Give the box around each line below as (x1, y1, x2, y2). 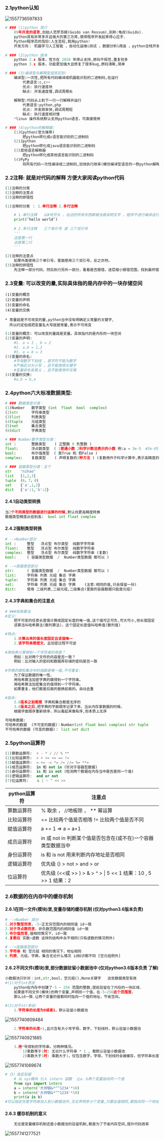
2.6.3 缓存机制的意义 (5, 1111, 47, 1116)
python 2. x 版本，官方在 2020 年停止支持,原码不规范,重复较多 (14, 57, 128, 62)
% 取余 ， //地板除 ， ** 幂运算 (41, 807, 113, 814)
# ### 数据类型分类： (5, 401, 44, 406)
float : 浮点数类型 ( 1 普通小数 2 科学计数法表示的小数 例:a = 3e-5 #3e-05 (5, 446, 159, 451)
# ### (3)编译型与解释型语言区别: (5, 71, 67, 76)
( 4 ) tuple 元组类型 (5, 419, 46, 424)
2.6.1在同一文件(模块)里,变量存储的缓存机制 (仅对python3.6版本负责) (5, 906, 143, 912)
